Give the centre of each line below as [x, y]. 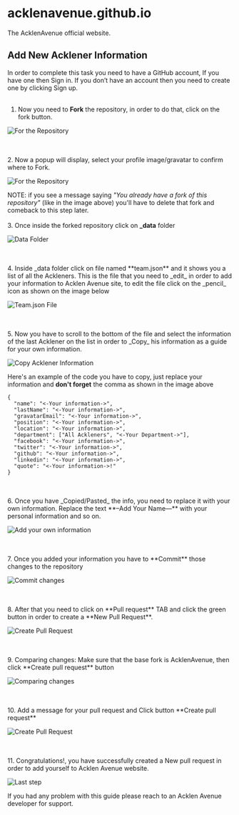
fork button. [35, 116]
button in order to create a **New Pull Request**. [80, 616]
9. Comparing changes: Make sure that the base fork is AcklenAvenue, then [118, 659]
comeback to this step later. [48, 210]
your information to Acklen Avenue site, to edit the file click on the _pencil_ [117, 283]
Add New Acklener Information [77, 55]
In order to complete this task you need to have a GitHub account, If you [113, 72]
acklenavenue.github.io [80, 13]
